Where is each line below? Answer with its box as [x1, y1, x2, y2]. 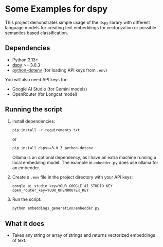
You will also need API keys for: [5, 76, 68, 82]
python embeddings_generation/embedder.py [12, 206, 100, 211]
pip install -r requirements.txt [12, 127, 80, 132]
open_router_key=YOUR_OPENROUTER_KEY [12, 188, 89, 193]
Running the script [5, 106, 62, 114]
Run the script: [12, 196, 42, 202]
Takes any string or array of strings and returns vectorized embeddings [12, 232, 156, 238]
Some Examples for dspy [5, 3, 108, 15]
